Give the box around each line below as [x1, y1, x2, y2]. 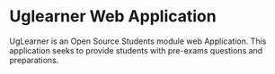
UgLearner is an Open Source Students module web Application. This [9, 36, 267, 46]
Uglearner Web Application [9, 6, 217, 27]
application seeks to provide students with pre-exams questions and [9, 45, 263, 55]
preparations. [9, 54, 59, 65]
